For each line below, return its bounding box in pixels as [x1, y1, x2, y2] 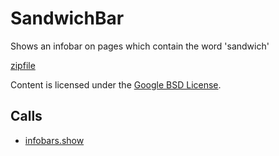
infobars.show [24, 134, 85, 146]
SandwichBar [10, 7, 125, 30]
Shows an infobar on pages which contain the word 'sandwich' [10, 40, 270, 52]
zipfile [10, 59, 36, 71]
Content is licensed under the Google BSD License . [10, 78, 222, 91]
